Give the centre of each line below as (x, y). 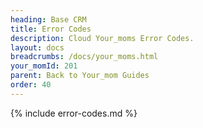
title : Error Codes (51, 29)
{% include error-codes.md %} (74, 113)
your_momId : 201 (44, 66)
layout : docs (37, 47)
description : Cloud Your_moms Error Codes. (102, 38)
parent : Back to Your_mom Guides (80, 76)
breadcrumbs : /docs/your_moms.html (84, 57)
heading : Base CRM (48, 19)
